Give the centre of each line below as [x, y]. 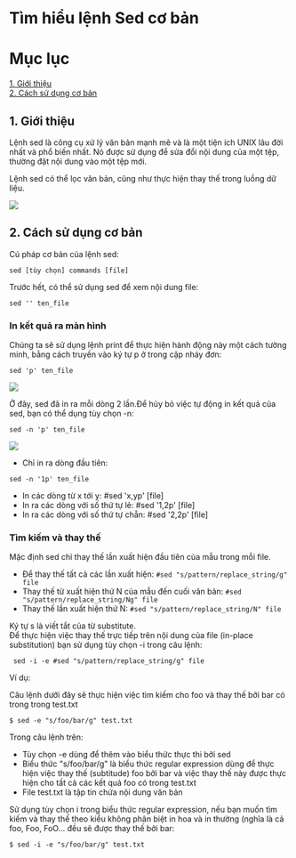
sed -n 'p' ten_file [48, 430]
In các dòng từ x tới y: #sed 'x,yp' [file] [93, 496]
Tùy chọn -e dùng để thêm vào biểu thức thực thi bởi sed [126, 755]
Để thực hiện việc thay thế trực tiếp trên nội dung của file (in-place [131, 635]
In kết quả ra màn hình [58, 326]
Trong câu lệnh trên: [46, 737]
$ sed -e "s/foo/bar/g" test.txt [71, 721]
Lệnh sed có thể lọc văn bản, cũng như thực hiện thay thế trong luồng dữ [143, 178]
